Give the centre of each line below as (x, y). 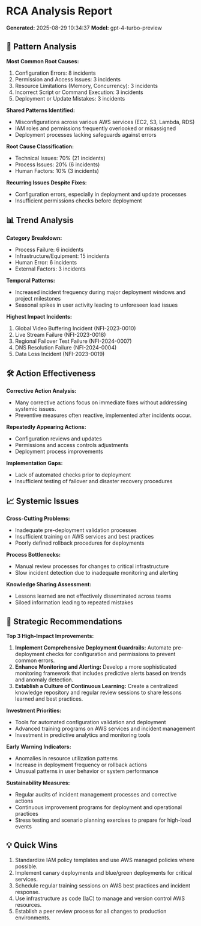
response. (27, 892)
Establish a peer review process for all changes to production (91, 911)
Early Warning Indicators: (39, 746)
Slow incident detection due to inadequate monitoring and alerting (97, 573)
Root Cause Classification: (40, 146)
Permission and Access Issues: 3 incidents (68, 79)
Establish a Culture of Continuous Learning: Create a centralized (96, 686)
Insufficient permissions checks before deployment (78, 201)
